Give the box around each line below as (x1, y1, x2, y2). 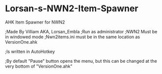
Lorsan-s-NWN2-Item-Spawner (5, 3, 138, 14)
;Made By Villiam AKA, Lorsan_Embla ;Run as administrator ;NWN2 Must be (5, 28, 158, 34)
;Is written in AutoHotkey (5, 49, 55, 54)
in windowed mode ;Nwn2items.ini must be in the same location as (5, 34, 140, 40)
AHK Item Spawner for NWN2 (5, 19, 65, 25)
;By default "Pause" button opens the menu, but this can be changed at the (5, 58, 157, 64)
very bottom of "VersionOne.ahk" (5, 63, 73, 69)
